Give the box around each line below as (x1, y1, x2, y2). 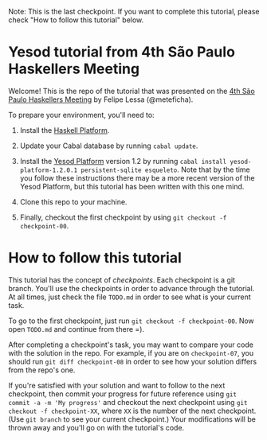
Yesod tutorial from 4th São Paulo (8, 43, 235, 61)
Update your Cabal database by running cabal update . (19, 141, 198, 150)
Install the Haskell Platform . (19, 125, 110, 134)
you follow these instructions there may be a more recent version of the (19, 173, 255, 182)
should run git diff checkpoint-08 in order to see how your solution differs (8, 356, 257, 366)
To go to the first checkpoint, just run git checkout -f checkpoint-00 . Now (8, 316, 255, 325)
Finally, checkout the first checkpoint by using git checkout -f (19, 212, 227, 222)
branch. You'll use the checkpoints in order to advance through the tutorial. (8, 283, 255, 293)
